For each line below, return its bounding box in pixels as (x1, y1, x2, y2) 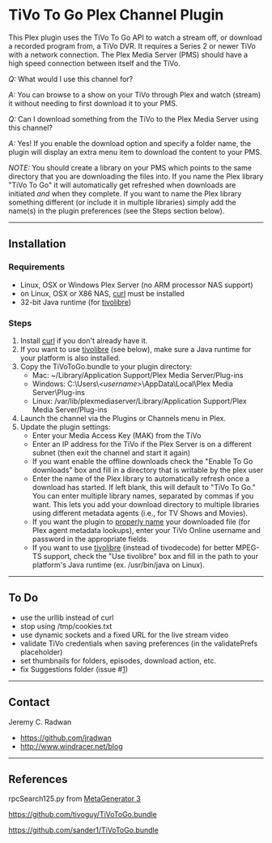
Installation (8, 237, 66, 251)
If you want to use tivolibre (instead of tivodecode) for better (32, 542, 234, 553)
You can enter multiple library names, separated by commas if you (32, 491, 254, 501)
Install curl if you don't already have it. (19, 335, 148, 346)
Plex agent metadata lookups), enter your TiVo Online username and (32, 525, 261, 535)
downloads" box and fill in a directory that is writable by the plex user (32, 465, 264, 475)
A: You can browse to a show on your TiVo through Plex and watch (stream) (8, 89, 261, 99)
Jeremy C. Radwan (8, 716, 72, 727)
